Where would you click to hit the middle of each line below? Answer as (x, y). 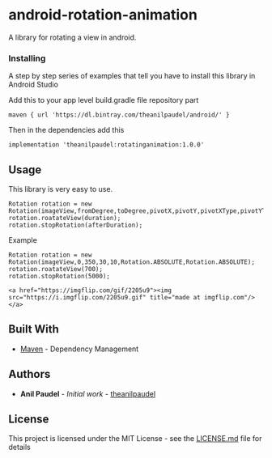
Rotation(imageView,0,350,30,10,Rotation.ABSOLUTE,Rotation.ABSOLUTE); (132, 262)
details (19, 447)
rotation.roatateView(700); (56, 269)
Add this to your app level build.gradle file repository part (104, 100)
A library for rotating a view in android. (72, 37)
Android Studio (34, 85)
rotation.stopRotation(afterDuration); (76, 225)
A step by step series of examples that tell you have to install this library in (132, 76)
